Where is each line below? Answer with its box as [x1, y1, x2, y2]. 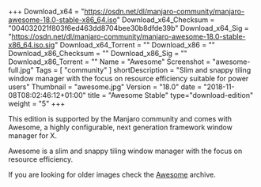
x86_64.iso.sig [8, 40, 55, 50]
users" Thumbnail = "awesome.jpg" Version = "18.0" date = [8, 82, 202, 92]
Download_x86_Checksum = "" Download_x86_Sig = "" [8, 49, 187, 58]
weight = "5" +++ [8, 99, 66, 108]
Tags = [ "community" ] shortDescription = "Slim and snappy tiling [35, 65, 252, 74]
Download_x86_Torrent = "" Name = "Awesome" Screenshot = [8, 57, 211, 66]
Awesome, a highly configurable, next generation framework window [8, 122, 233, 132]
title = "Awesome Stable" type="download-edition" [87, 91, 254, 99]
